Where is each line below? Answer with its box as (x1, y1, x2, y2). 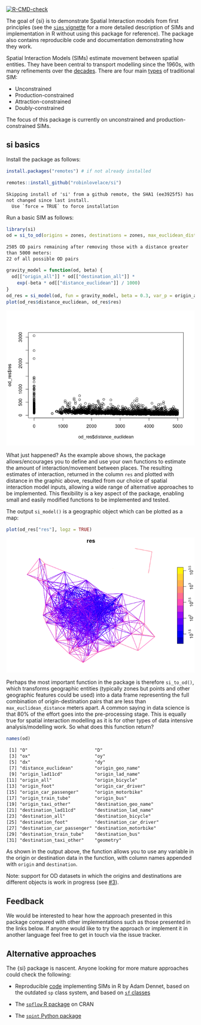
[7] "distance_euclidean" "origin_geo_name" (8, 766, 141, 772)
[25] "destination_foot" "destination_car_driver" (6, 820, 160, 826)
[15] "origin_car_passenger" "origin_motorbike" (6, 790, 144, 796)
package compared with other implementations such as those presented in (6, 919, 191, 926)
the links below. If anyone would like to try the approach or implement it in (6, 925, 188, 932)
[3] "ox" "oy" (8, 754, 106, 760)
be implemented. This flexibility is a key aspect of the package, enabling (6, 489, 184, 497)
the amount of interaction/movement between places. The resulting (6, 464, 172, 471)
